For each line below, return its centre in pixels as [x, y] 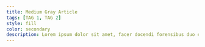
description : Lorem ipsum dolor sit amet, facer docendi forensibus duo [101, 35]
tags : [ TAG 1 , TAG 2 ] [34, 18]
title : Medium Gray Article [42, 12]
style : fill [21, 23]
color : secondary [28, 29]
